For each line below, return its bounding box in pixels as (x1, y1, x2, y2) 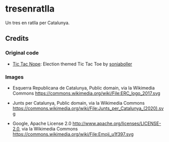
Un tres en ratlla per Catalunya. (5, 20, 70, 26)
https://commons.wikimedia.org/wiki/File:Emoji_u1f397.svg (12, 131, 134, 137)
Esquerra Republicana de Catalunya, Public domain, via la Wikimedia (12, 85, 155, 91)
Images (5, 74, 24, 81)
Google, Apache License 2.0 (12, 120, 72, 126)
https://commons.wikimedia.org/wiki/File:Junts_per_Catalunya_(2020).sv (12, 105, 164, 111)
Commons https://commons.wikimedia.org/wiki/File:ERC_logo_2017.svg (12, 90, 160, 96)
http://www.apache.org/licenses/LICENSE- (72, 120, 161, 126)
